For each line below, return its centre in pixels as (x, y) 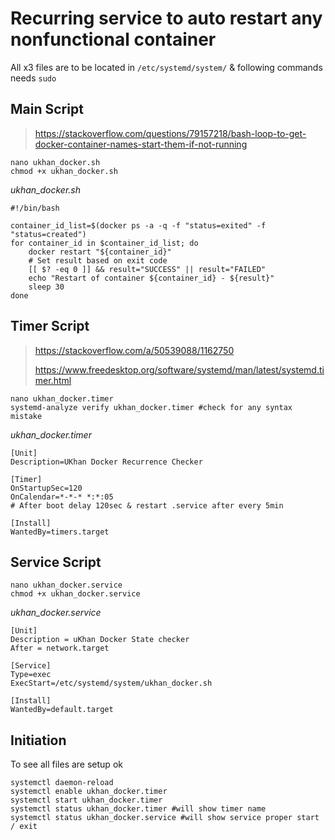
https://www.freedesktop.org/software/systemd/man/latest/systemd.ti (179, 369)
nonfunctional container (113, 39)
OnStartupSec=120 (46, 488)
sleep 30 (46, 287)
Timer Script (50, 326)
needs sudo (33, 78)
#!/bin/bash (35, 208)
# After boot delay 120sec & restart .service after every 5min (147, 505)
